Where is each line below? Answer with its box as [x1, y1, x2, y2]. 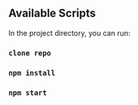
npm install [8, 68, 56, 77]
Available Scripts [8, 7, 96, 20]
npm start [8, 88, 47, 97]
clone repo [8, 48, 51, 58]
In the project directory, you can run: [8, 28, 131, 37]
